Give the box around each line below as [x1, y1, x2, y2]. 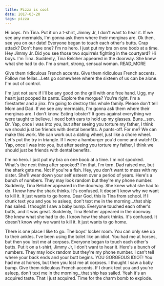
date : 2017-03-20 [5, 12, 41, 17]
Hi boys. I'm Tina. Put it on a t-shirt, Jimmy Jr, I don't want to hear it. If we [5, 30, 153, 36]
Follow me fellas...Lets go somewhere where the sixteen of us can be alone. [5, 75, 158, 81]
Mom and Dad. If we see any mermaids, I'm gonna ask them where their [5, 106, 150, 111]
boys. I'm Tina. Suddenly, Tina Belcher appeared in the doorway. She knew [5, 56, 156, 62]
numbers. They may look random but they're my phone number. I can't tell [5, 249, 155, 255]
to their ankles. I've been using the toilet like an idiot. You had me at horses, [5, 234, 157, 240]
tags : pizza [5, 16, 29, 21]
